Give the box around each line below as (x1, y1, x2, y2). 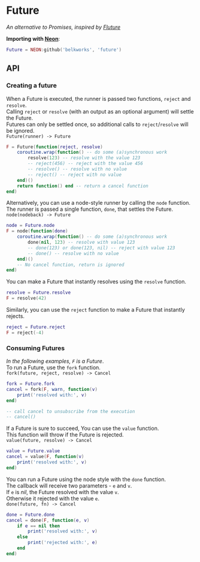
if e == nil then (17, 523, 60, 529)
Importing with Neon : (6, 35, 60, 42)
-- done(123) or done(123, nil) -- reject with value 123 (28, 244, 175, 251)
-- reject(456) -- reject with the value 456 (28, 160, 144, 167)
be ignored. (6, 127, 35, 134)
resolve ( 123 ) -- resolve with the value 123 (28, 155, 141, 161)
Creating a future (6, 82, 57, 90)
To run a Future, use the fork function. (6, 364, 101, 371)
